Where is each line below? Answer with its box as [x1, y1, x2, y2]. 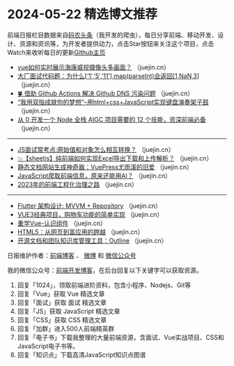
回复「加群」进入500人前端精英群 [17, 324, 115, 333]
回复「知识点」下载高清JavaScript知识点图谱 [17, 350, 146, 359]
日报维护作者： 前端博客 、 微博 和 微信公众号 [7, 251, 136, 259]
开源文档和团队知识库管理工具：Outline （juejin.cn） [17, 236, 168, 245]
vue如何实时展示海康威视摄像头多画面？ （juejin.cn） [17, 63, 171, 71]
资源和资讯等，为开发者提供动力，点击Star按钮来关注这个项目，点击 [19, 39, 214, 47]
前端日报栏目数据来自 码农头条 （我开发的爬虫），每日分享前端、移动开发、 [7, 31, 218, 39]
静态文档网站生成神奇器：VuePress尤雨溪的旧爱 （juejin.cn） [17, 162, 193, 171]
